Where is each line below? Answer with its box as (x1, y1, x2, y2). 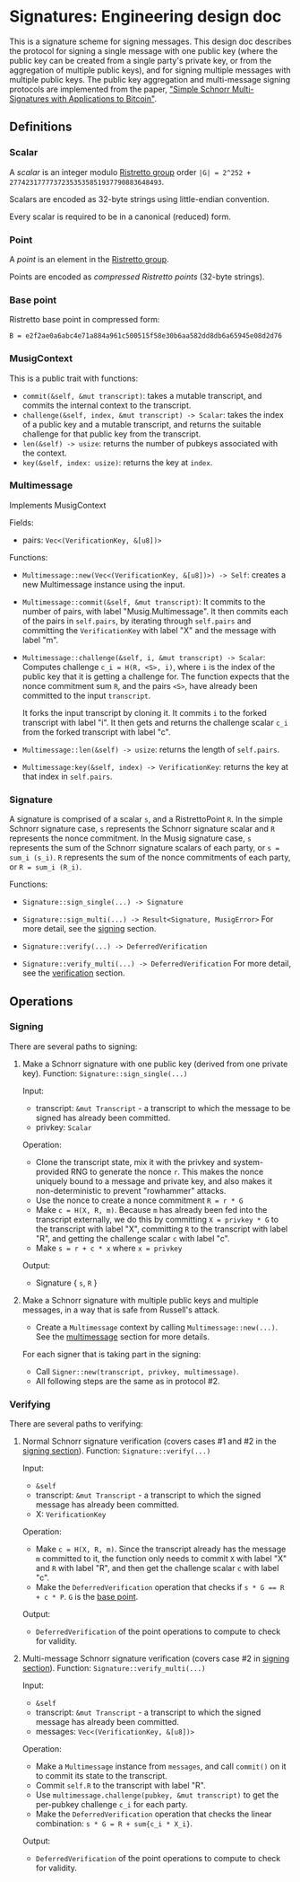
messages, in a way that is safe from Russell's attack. (21, 1304, 220, 1315)
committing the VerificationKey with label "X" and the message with (21, 624, 277, 635)
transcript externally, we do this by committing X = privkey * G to (35, 1214, 279, 1224)
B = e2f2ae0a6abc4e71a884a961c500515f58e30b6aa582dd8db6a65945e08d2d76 (9, 331, 282, 340)
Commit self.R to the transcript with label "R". (35, 1780, 206, 1791)
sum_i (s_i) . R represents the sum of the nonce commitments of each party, (9, 852, 291, 863)
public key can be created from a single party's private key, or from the (9, 55, 271, 66)
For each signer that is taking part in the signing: (21, 1348, 201, 1359)
